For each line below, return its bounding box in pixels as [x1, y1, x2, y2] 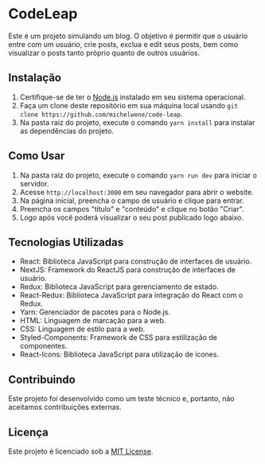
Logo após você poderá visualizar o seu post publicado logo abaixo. [19, 213, 244, 222]
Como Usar [8, 149, 65, 163]
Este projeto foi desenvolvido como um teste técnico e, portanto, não [8, 394, 235, 404]
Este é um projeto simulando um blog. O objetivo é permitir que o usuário [8, 31, 248, 41]
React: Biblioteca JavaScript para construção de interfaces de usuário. [19, 256, 252, 267]
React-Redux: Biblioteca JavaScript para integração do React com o [19, 290, 244, 300]
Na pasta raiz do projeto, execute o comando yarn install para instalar [19, 117, 255, 127]
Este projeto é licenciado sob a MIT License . [8, 446, 154, 456]
